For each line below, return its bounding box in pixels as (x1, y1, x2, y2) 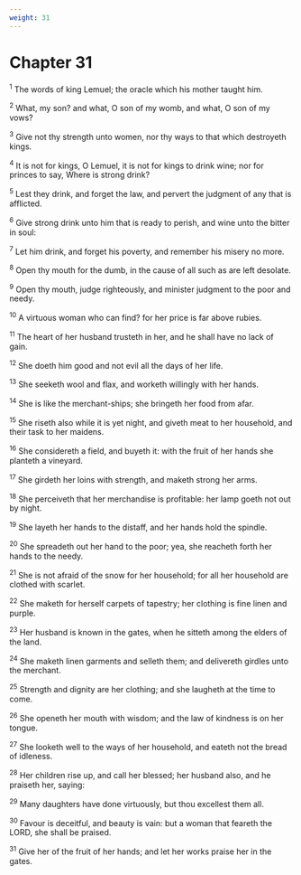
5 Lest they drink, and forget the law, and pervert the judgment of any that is (9, 187, 292, 199)
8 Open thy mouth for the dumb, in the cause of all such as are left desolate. (9, 263, 291, 276)
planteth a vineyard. (9, 456, 84, 466)
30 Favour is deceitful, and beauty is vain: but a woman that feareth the (9, 815, 273, 828)
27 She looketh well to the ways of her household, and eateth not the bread (9, 739, 287, 752)
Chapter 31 (9, 52, 93, 72)
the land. (9, 636, 42, 647)
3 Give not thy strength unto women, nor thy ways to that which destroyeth (9, 129, 287, 142)
